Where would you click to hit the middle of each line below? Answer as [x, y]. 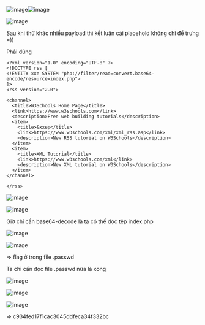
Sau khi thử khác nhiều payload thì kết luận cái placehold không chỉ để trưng [103, 33]
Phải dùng [19, 52]
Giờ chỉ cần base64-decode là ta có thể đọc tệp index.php [80, 221]
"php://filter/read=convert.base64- [108, 74]
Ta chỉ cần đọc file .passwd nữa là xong [56, 269]
